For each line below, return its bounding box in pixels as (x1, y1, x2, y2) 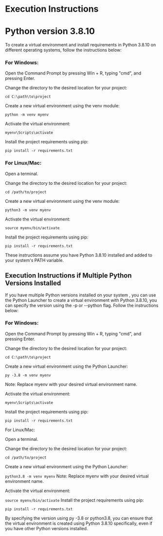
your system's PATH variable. (5, 257, 64, 263)
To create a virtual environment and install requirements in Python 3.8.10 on (5, 42, 156, 48)
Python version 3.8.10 (5, 26, 95, 37)
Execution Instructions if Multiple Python (5, 272, 132, 280)
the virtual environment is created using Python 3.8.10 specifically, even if (5, 520, 152, 526)
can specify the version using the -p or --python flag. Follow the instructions (5, 302, 159, 308)
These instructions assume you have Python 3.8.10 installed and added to (5, 252, 152, 258)
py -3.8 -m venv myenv (5, 373, 51, 377)
